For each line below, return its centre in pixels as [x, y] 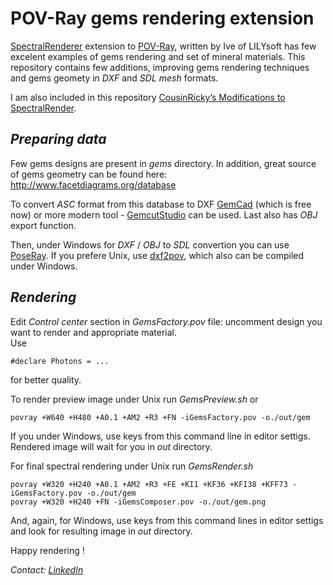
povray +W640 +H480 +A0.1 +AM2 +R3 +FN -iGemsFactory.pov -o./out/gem [160, 417]
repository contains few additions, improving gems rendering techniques [160, 67]
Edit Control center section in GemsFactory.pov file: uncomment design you [166, 321]
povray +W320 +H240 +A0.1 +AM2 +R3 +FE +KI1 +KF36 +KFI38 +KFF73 [149, 484]
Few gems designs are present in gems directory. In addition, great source [163, 163]
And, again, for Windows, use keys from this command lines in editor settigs [167, 520]
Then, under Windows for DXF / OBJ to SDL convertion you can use [150, 244]
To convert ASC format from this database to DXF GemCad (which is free [161, 204]
